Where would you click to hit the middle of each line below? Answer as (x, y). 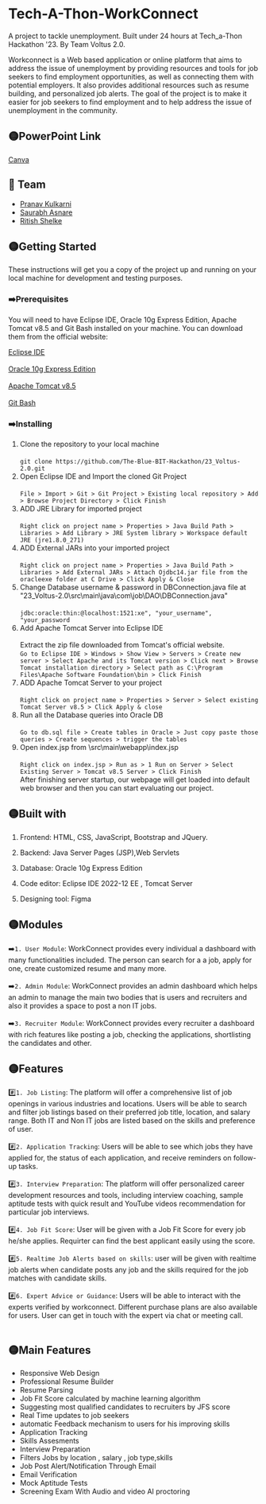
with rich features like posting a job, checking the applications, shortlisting (130, 1034)
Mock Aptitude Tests (54, 1483)
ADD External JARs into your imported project (94, 548)
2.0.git (32, 468)
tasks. (28, 1167)
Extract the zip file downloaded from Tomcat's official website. (122, 644)
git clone (36, 461)
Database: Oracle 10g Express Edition (81, 868)
